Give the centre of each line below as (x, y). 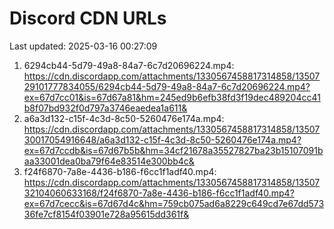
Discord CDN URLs (88, 18)
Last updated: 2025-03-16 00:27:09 (83, 46)
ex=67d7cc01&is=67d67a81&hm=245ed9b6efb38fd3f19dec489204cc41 (172, 97)
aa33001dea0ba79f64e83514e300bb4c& (109, 161)
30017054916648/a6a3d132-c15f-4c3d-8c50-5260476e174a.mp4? (162, 139)
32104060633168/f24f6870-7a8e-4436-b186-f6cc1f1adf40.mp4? (159, 193)
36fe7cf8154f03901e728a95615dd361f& (106, 214)
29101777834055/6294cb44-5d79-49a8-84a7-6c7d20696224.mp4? (167, 86)
